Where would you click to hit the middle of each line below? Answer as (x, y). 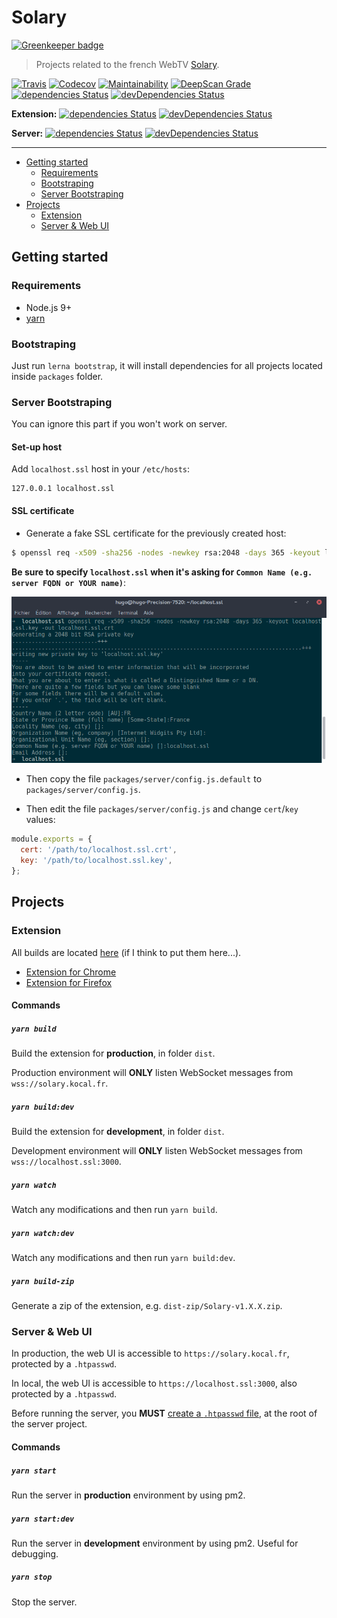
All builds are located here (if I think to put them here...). (126, 952)
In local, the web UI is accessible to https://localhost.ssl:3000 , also (154, 1383)
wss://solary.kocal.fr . (60, 1083)
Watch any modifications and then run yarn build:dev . (123, 1258)
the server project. (49, 1424)
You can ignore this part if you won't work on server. (119, 424)
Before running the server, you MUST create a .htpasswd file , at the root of (164, 1413)
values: (40, 820)
